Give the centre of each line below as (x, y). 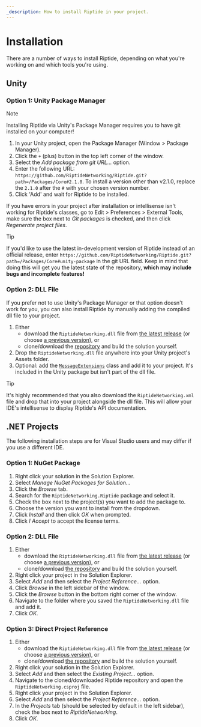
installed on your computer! (40, 132)
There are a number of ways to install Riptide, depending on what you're (95, 58)
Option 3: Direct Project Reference (57, 628)
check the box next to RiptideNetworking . (66, 712)
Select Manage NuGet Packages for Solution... (73, 482)
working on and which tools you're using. (57, 64)
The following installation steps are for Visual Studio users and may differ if (99, 441)
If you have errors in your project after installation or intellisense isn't (91, 206)
